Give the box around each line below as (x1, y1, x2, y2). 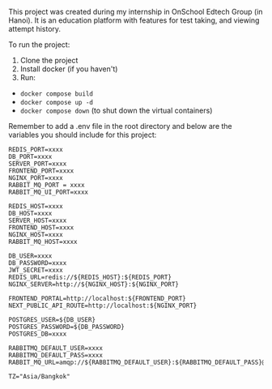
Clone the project (19, 56, 79, 65)
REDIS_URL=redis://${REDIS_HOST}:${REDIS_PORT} (8, 273, 172, 281)
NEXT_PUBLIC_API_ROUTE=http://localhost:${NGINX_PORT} (8, 301, 198, 310)
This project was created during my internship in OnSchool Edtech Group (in (8, 7, 263, 16)
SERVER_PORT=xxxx (8, 160, 67, 168)
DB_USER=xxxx (8, 252, 53, 260)
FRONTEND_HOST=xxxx (8, 224, 74, 232)
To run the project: (8, 40, 70, 49)
